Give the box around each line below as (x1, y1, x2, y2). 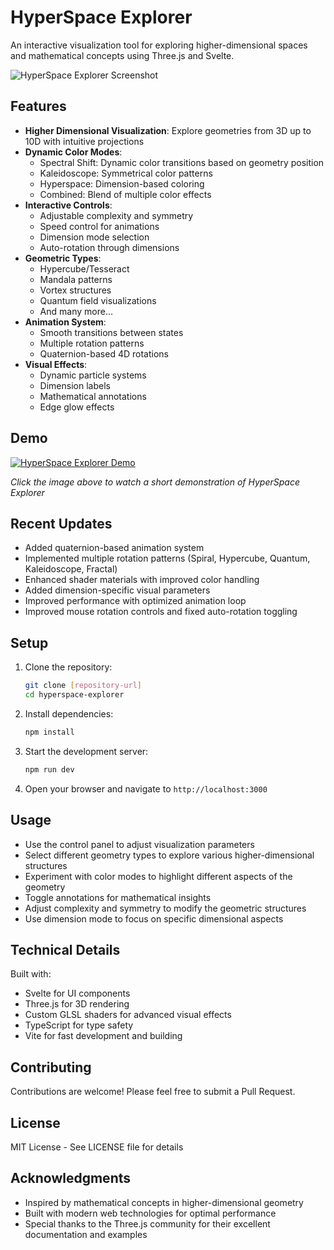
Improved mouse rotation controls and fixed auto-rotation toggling (24, 606, 298, 618)
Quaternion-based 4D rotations (39, 347, 169, 360)
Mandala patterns (39, 273, 113, 285)
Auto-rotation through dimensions (39, 241, 180, 253)
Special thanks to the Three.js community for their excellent (24, 1217, 271, 1230)
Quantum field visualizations (39, 294, 157, 306)
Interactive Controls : (24, 199, 113, 211)
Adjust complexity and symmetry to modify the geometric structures (24, 902, 307, 914)
